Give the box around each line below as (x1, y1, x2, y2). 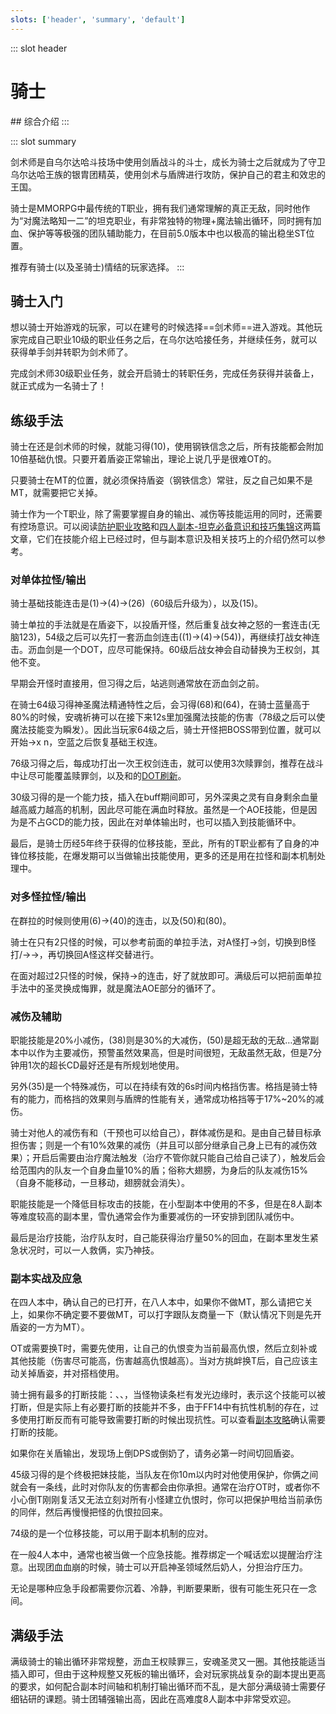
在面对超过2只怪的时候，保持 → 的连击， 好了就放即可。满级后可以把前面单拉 (10, 969, 322, 981)
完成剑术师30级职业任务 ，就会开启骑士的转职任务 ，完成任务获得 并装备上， (10, 367, 320, 380)
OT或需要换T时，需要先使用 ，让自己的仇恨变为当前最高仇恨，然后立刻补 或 (10, 1342, 318, 1355)
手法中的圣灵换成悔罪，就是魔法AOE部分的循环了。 (10, 982, 222, 994)
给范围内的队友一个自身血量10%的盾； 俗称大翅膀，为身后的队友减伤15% (10, 1164, 309, 1176)
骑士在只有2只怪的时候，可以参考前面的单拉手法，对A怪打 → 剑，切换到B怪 (10, 936, 317, 948)
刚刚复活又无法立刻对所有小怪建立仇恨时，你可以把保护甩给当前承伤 (42, 1494, 323, 1506)
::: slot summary (10, 135, 77, 147)
